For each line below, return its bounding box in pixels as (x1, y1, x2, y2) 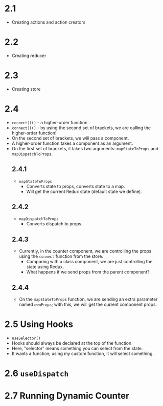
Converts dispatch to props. (26, 221, 83, 227)
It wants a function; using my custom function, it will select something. (11, 351, 154, 356)
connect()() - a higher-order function (11, 119, 88, 125)
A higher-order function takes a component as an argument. (11, 140, 133, 146)
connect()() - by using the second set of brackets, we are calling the (11, 125, 151, 131)
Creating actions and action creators (11, 19, 86, 25)
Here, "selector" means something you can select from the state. (11, 345, 143, 351)
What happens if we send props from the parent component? (26, 269, 150, 275)
